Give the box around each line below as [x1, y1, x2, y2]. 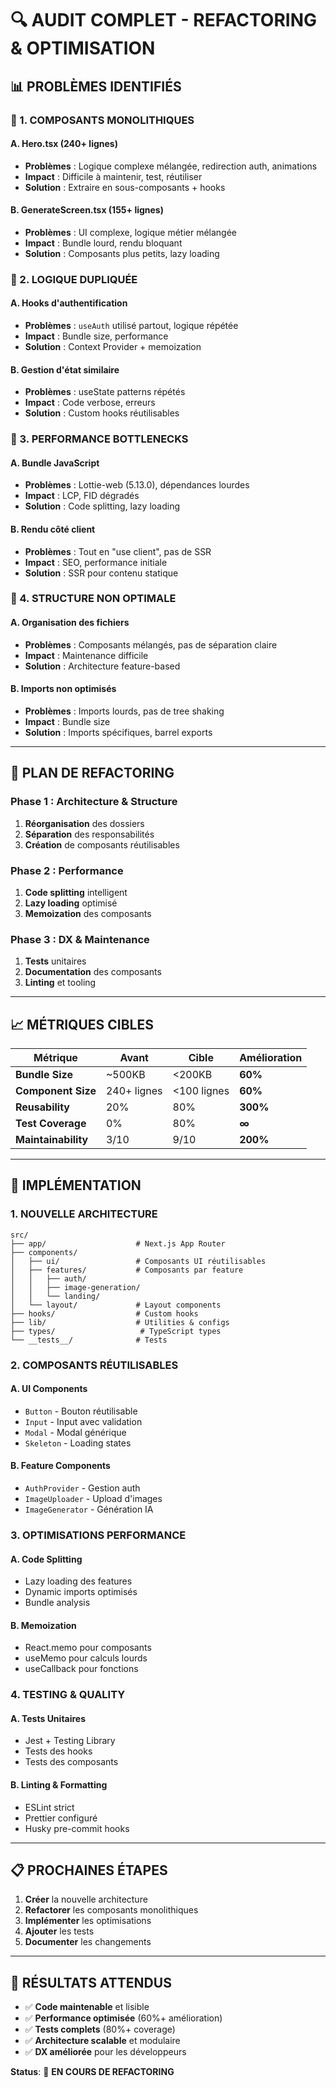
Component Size [15, 1083, 97, 1097]
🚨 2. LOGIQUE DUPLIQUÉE [10, 272, 138, 286]
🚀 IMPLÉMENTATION [10, 1177, 142, 1194]
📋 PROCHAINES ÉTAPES [10, 1862, 168, 1879]
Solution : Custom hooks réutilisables [24, 407, 180, 419]
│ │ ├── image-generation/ [10, 1282, 141, 1292]
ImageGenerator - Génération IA [24, 1503, 154, 1515]
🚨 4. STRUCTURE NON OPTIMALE [10, 592, 177, 606]
